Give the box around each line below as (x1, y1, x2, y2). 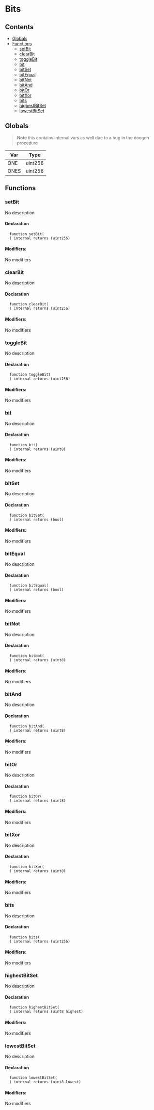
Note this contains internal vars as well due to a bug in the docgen (16, 135, 149, 140)
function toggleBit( (9, 372, 51, 377)
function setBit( (9, 232, 45, 236)
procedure (16, 140, 38, 146)
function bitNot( (9, 653, 45, 658)
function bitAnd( (9, 723, 45, 729)
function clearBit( (9, 302, 49, 307)
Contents (5, 23, 34, 31)
